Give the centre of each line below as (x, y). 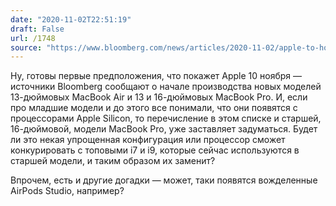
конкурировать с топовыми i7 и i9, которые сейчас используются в (155, 150)
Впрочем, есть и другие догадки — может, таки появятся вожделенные (164, 180)
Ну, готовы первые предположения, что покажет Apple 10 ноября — (156, 76)
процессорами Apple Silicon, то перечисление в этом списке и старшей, (166, 118)
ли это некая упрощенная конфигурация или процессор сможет (148, 140)
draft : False (37, 29)
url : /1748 (33, 38)
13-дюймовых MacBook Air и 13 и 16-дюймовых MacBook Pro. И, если (159, 97)
